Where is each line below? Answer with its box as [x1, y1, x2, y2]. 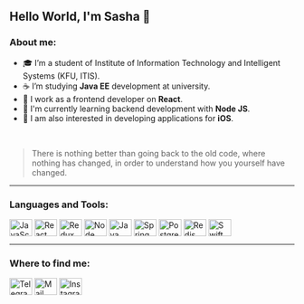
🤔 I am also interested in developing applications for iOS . [22, 112, 233, 123]
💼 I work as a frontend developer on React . [22, 93, 184, 104]
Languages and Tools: [9, 198, 109, 211]
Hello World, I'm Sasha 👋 [9, 9, 151, 24]
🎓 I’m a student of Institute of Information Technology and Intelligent [22, 57, 280, 68]
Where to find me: [9, 257, 90, 270]
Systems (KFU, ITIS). [22, 70, 100, 81]
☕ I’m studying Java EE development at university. [22, 81, 211, 91]
